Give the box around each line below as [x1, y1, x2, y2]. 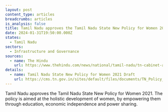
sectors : [5, 44, 23, 49]
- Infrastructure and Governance [9, 49, 79, 54]
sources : [5, 53, 23, 59]
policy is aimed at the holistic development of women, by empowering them [5, 96, 161, 102]
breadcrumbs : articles [5, 16, 52, 21]
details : [5, 68, 23, 73]
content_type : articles [5, 12, 55, 17]
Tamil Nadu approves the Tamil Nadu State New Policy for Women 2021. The [5, 90, 163, 96]
